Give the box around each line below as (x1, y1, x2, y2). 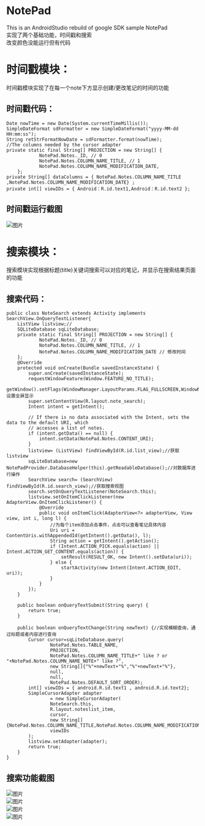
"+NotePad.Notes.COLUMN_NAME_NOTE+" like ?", (6, 658, 124, 664)
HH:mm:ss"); (6, 131, 37, 137)
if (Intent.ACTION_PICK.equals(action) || (49, 543, 160, 550)
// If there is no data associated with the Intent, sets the (28, 415, 190, 421)
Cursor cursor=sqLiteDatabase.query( (28, 637, 124, 643)
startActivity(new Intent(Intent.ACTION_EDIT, (60, 565, 182, 571)
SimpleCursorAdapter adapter (28, 690, 103, 697)
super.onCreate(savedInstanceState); (28, 370, 124, 377)
